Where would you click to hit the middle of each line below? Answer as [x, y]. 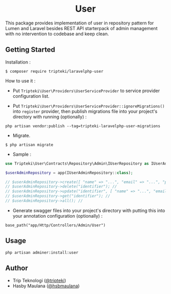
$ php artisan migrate [29, 145]
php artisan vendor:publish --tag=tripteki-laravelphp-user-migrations [83, 126]
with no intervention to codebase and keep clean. [57, 34]
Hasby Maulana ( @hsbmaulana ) [46, 286]
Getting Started [30, 50]
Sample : [22, 154]
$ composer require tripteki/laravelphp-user [54, 71]
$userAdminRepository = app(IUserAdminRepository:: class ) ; [69, 173]
